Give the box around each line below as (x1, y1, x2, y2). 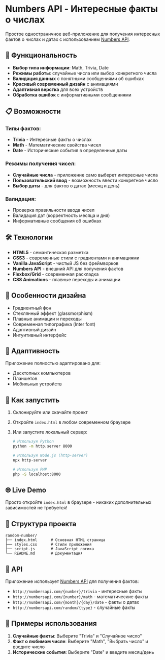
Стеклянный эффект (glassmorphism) (12, 310, 93, 316)
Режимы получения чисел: (5, 160, 76, 167)
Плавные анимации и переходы (12, 315, 82, 322)
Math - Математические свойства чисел (12, 142, 102, 148)
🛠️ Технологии (5, 233, 53, 242)
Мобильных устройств (12, 381, 62, 387)
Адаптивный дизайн (12, 326, 56, 332)
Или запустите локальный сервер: (12, 429, 88, 435)
